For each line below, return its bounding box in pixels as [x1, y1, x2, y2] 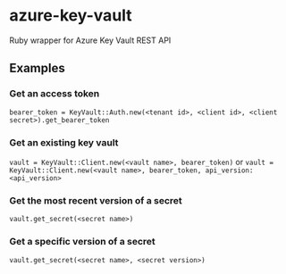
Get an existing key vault [9, 136, 119, 148]
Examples [9, 61, 65, 76]
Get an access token [9, 87, 100, 100]
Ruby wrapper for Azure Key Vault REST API [9, 35, 172, 46]
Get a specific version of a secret [9, 236, 156, 248]
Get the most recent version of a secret [9, 194, 183, 206]
